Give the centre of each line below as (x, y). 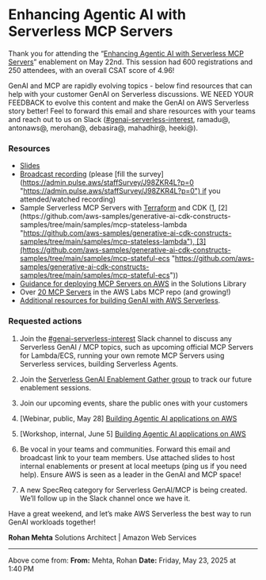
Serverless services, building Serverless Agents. (99, 363)
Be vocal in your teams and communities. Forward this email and (125, 449)
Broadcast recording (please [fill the (78, 174)
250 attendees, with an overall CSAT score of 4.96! (91, 70)
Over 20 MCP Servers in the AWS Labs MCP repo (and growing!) (125, 292)
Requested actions (45, 321)
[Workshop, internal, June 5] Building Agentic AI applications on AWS (133, 433)
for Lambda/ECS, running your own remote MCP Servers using (122, 355)
